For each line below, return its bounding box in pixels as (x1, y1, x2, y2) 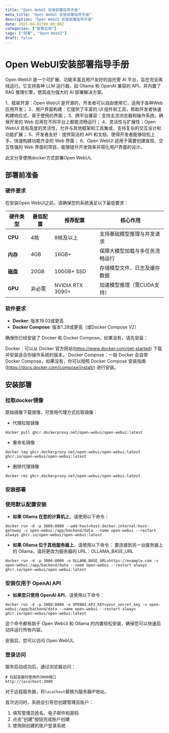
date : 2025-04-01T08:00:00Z (5, 21, 64, 27)
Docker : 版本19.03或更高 (12, 317, 64, 323)
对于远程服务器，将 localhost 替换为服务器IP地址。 (5, 689, 109, 695)
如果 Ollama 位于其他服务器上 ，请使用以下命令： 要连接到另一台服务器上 (12, 542, 163, 548)
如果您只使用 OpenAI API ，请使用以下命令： (12, 592, 105, 598)
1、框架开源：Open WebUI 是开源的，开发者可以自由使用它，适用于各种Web (5, 99, 163, 106)
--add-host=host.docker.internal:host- (66, 523, 150, 529)
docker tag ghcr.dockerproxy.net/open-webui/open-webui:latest (5, 449, 141, 455)
